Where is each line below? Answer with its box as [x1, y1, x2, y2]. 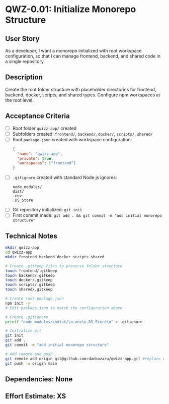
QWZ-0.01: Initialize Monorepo [5, 4, 136, 15]
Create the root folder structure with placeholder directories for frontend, [5, 86, 156, 92]
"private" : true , [17, 156, 54, 161]
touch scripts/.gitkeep [5, 282, 55, 287]
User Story [5, 34, 40, 43]
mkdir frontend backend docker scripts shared [5, 254, 105, 259]
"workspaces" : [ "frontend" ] [17, 160, 76, 166]
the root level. [5, 97, 34, 103]
